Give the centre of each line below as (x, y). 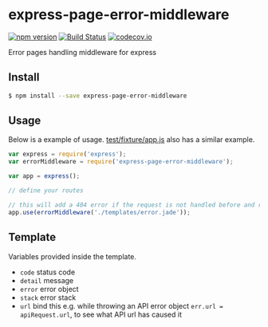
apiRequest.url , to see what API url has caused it (100, 314)
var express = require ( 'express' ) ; (67, 154)
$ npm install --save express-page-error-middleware (98, 96)
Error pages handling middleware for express (83, 52)
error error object (49, 289)
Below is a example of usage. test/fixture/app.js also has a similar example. (132, 140)
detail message (47, 280)
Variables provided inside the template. (73, 256)
